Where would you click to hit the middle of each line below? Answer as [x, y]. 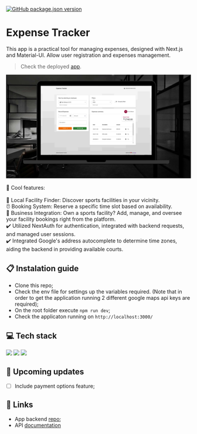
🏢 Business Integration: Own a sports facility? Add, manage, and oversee [94, 213]
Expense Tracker [48, 33]
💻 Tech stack [32, 336]
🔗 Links [20, 405]
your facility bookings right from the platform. [61, 219]
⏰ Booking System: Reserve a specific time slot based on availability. [89, 206]
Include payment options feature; [55, 386]
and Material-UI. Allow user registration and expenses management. [89, 55]
